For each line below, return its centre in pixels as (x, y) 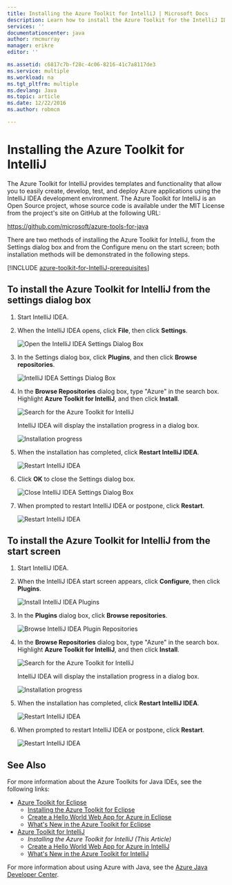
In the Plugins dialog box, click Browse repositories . (92, 616)
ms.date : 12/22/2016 (37, 103)
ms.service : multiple (38, 71)
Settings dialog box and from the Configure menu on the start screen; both (113, 247)
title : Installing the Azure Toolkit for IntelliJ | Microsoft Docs (108, 13)
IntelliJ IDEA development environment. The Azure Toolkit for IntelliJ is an (112, 198)
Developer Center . (33, 875)
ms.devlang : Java (32, 91)
